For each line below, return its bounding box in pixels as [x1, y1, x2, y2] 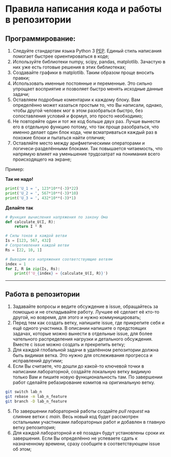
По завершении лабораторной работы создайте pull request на [12, 408, 150, 414]
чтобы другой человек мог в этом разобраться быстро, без [12, 108, 143, 113]
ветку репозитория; [12, 424, 56, 430]
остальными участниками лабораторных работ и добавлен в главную [12, 419, 165, 425]
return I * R [14, 224, 42, 229]
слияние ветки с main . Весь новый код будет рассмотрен [12, 413, 138, 419]
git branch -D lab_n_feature [5, 399, 67, 404]
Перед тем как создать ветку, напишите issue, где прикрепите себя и [12, 320, 165, 326]
